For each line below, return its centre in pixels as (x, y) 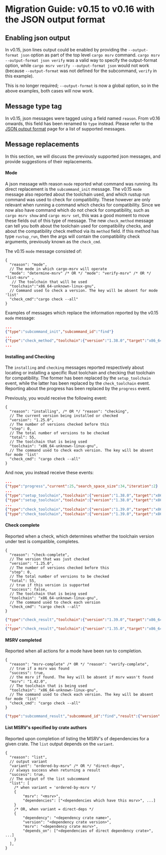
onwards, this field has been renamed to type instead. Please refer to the (79, 123)
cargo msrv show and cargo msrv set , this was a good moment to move (77, 215)
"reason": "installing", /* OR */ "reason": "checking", (69, 411)
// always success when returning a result (55, 770)
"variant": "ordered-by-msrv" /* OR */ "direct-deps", (67, 766)
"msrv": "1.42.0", (29, 682)
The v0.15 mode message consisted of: (44, 251)
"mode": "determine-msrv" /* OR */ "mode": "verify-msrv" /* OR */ (81, 273)
